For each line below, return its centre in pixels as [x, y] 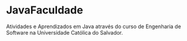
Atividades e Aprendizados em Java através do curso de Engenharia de [93, 26]
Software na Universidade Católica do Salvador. [65, 32]
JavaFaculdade [45, 10]
